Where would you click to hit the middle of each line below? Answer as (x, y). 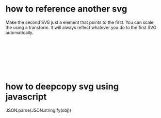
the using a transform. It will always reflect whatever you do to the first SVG (81, 27)
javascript (26, 97)
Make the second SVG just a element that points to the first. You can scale (80, 22)
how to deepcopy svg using (62, 87)
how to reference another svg (66, 9)
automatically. (19, 32)
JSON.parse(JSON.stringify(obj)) (39, 110)
